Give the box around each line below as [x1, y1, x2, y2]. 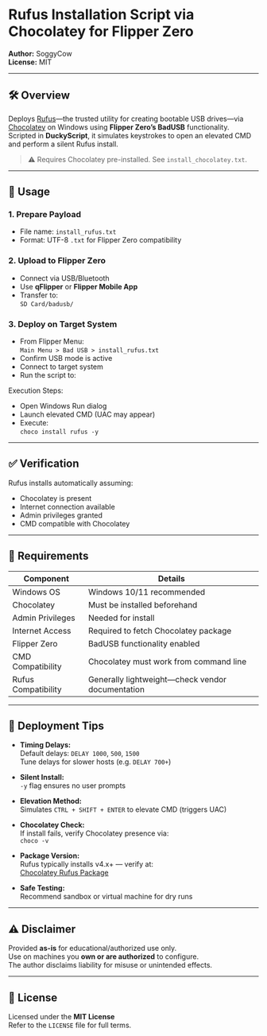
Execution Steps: [8, 386, 64, 395]
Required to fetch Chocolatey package [87, 625, 232, 636]
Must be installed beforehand [87, 599, 198, 610]
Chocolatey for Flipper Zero [8, 22, 194, 41]
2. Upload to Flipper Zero [8, 255, 106, 266]
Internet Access [12, 625, 72, 636]
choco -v [19, 837, 49, 845]
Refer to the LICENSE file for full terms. [8, 1020, 132, 1030]
